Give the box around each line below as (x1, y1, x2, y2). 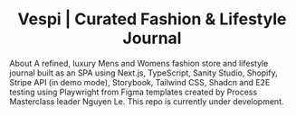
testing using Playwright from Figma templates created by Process (9, 86, 258, 97)
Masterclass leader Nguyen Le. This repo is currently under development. (9, 95, 284, 107)
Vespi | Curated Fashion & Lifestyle (17, 9, 287, 30)
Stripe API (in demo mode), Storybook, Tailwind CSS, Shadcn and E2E (9, 76, 271, 87)
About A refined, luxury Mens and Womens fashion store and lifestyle (9, 58, 269, 68)
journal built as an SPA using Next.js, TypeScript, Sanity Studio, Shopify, (9, 67, 278, 78)
